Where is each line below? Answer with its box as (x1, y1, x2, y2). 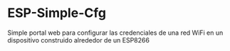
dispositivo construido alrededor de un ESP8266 (7, 35, 150, 44)
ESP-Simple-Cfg (7, 5, 107, 21)
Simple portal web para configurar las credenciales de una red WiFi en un (7, 28, 224, 37)
